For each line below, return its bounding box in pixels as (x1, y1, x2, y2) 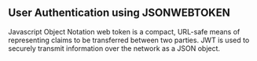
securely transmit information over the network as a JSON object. (8, 43, 221, 53)
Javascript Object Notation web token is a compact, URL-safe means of (8, 27, 240, 36)
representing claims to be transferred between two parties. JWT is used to (8, 35, 250, 45)
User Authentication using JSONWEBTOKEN (8, 6, 230, 20)
